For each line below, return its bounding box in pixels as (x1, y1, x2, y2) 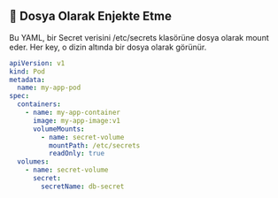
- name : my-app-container (25, 108, 121, 118)
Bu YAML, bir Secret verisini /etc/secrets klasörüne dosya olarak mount (9, 32, 269, 42)
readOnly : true (48, 149, 104, 158)
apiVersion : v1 (9, 58, 66, 67)
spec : (9, 92, 29, 101)
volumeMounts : (32, 125, 86, 133)
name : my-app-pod (17, 83, 81, 93)
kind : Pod (9, 67, 46, 76)
